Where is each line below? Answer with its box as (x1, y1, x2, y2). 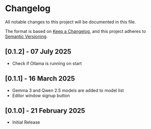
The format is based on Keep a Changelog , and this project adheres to (5, 28, 146, 34)
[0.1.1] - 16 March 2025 (5, 75, 75, 83)
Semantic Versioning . (5, 33, 48, 39)
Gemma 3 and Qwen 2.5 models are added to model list (12, 87, 124, 93)
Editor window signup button (12, 93, 70, 98)
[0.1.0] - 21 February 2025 (5, 106, 85, 114)
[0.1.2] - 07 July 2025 (5, 48, 72, 56)
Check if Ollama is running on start (12, 60, 82, 66)
